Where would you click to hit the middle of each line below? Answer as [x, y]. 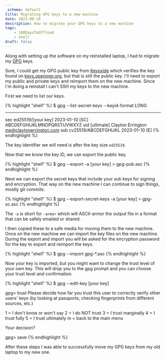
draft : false [19, 42]
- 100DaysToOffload [34, 33]
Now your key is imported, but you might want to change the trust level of [80, 263]
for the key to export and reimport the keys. [49, 244]
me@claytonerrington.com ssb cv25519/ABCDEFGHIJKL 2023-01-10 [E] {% [82, 130]
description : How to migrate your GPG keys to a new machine [69, 23]
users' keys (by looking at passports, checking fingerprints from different [80, 298]
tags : [11, 28]
